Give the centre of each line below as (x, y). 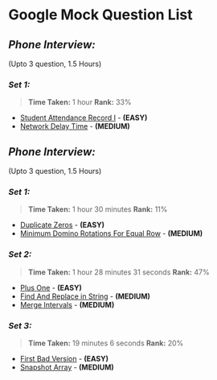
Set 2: (20, 254)
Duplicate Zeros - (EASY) (62, 225)
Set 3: (20, 325)
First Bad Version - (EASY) (64, 359)
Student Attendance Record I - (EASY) (84, 118)
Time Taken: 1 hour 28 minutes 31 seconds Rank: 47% (119, 272)
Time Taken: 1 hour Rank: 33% (80, 102)
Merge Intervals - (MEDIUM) (67, 304)
